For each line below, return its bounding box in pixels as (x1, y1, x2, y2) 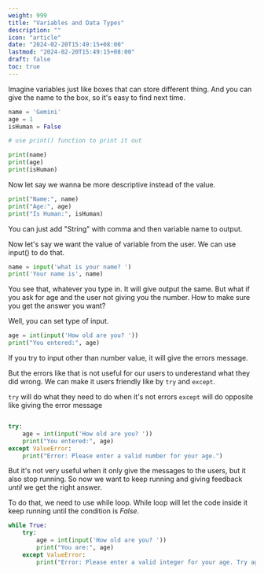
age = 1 (8, 115, 34, 123)
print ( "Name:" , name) (8, 194, 79, 203)
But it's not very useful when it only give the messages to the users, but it (8, 466, 246, 476)
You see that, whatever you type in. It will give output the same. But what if (8, 284, 250, 294)
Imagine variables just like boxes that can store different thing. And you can (8, 84, 252, 94)
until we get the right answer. (8, 483, 102, 492)
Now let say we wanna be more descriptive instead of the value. (8, 180, 216, 189)
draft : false (8, 56, 51, 64)
